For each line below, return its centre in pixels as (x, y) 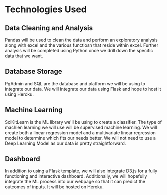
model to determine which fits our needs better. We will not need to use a (81, 138)
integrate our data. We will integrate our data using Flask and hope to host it (83, 89)
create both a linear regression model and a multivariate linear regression (80, 133)
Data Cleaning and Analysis (49, 28)
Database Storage (34, 71)
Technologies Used (46, 9)
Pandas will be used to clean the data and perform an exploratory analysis (82, 40)
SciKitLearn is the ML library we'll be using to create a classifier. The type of (84, 122)
